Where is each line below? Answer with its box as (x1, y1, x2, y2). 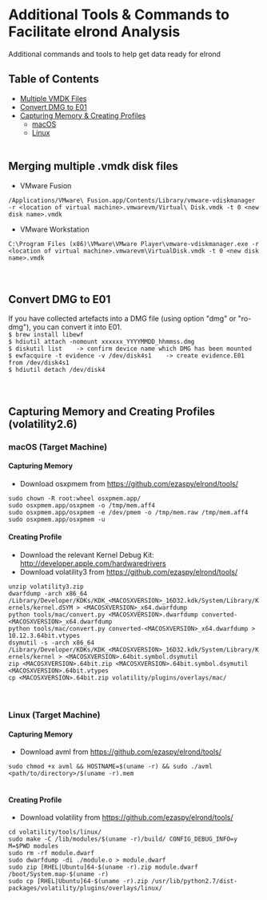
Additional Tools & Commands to (8, 6, 230, 24)
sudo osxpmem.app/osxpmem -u (8, 515, 106, 523)
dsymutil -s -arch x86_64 (8, 639, 94, 647)
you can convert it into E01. (33, 322, 122, 332)
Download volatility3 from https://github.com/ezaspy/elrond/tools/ (19, 567, 238, 577)
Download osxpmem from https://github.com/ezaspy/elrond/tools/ (19, 478, 238, 488)
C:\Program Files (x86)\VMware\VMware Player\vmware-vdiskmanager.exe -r (8, 240, 260, 248)
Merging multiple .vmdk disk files (8, 159, 178, 173)
